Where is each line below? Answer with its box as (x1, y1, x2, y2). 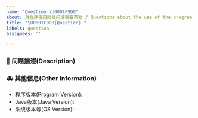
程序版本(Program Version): (14, 91, 83, 98)
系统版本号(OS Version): (14, 105, 75, 113)
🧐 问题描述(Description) (6, 57, 76, 66)
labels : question (6, 25, 49, 32)
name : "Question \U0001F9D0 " (6, 8, 79, 15)
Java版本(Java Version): (14, 98, 75, 105)
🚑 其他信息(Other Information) (6, 74, 97, 82)
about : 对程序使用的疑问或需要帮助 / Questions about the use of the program (6, 14, 193, 20)
